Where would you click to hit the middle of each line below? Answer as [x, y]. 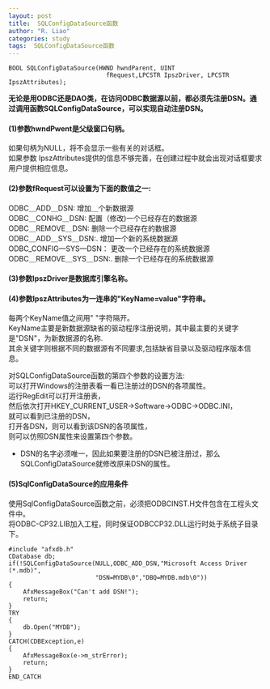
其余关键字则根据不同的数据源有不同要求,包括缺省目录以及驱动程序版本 [127, 348]
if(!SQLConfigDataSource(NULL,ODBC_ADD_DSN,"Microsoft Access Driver [128, 564]
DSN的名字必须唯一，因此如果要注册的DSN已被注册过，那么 [120, 453]
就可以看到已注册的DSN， [51, 416]
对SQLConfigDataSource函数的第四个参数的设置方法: [97, 376]
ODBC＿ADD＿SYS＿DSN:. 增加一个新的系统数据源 [93, 238]
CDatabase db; [32, 556]
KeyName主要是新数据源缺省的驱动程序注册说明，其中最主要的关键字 [124, 328]
